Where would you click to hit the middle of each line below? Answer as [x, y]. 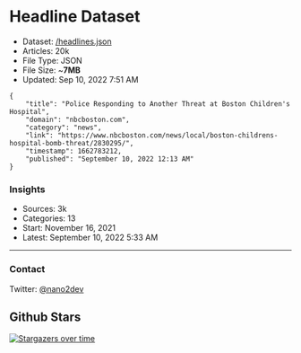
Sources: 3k [44, 209]
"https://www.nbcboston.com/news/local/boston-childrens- [168, 135]
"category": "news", [64, 128]
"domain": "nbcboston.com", [77, 119]
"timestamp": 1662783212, [74, 151]
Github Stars [45, 317]
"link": [39, 135]
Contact [27, 269]
